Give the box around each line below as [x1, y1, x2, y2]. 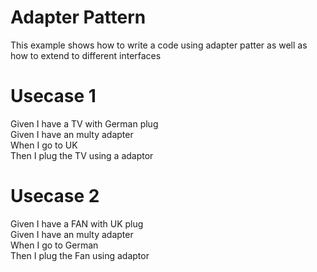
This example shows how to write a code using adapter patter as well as [10, 39, 308, 51]
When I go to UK [10, 139, 78, 151]
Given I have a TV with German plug [10, 117, 159, 130]
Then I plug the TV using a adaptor [10, 149, 154, 161]
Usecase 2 [10, 185, 100, 208]
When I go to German [10, 239, 99, 251]
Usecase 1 [10, 85, 97, 108]
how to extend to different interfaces [10, 49, 162, 61]
